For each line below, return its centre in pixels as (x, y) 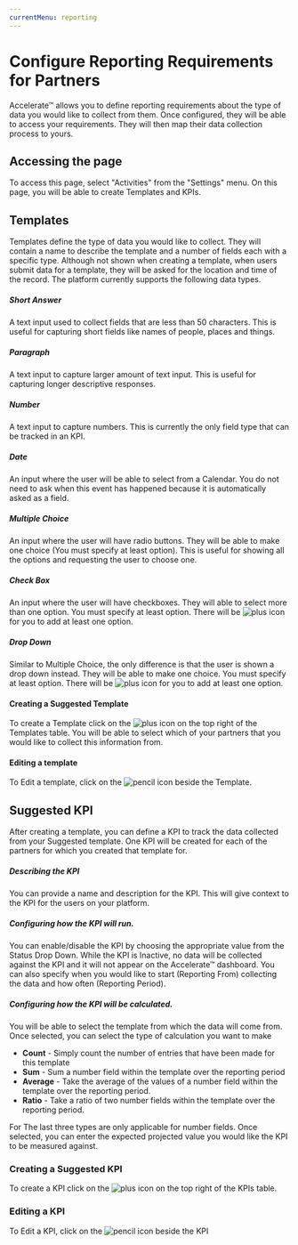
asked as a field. (39, 498)
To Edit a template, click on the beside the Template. (130, 782)
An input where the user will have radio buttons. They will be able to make (145, 541)
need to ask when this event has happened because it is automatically (138, 489)
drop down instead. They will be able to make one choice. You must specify (148, 674)
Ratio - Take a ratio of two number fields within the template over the (149, 1101)
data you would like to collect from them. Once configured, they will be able (148, 114)
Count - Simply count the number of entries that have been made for (149, 1053)
